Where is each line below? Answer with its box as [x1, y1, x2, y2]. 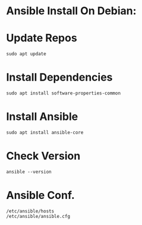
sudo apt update [6, 51, 46, 57]
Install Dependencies [6, 71, 113, 84]
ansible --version [6, 169, 52, 175]
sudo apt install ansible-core [6, 129, 84, 135]
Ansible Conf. [6, 189, 75, 202]
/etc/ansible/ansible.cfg [6, 213, 70, 219]
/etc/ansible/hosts [6, 208, 55, 214]
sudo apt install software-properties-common [6, 90, 121, 96]
